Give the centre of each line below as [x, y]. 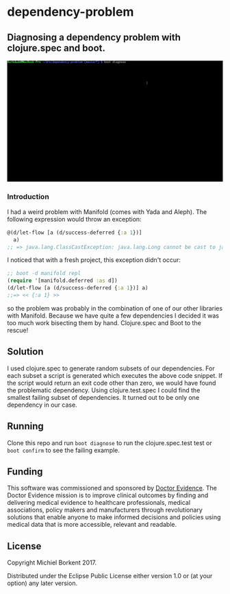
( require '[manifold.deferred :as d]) [62, 281]
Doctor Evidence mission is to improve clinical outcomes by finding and [108, 495]
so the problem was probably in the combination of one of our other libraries [115, 308]
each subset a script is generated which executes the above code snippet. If [115, 375]
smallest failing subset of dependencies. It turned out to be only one [103, 397]
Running [26, 426]
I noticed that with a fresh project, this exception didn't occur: [94, 260]
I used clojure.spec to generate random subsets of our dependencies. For [111, 368]
